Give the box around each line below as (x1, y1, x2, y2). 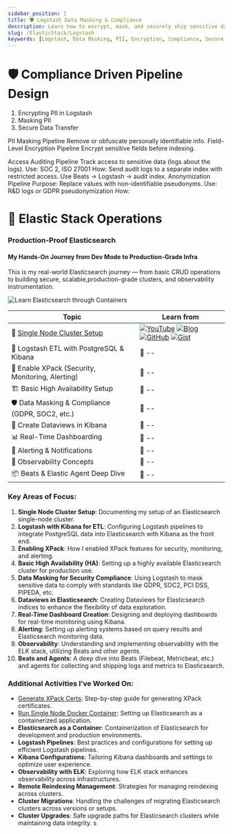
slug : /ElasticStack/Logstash (8, 29, 95, 37)
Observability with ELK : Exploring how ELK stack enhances (17, 767, 189, 775)
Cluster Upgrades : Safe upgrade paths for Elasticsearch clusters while (17, 811, 220, 820)
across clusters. (17, 789, 64, 797)
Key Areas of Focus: (8, 492, 77, 502)
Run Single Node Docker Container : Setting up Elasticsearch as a (17, 709, 202, 717)
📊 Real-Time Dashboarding (11, 432, 103, 442)
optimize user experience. (17, 760, 92, 769)
